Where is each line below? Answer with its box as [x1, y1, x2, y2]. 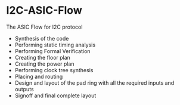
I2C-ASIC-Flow [6, 4, 82, 17]
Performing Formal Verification [14, 47, 91, 54]
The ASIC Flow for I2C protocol [6, 23, 83, 30]
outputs [14, 85, 34, 92]
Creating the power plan [14, 60, 75, 67]
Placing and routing [14, 73, 63, 80]
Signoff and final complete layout [14, 92, 97, 99]
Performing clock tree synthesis [14, 66, 94, 73]
